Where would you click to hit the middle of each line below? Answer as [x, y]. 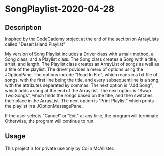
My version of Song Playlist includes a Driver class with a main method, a [79, 54]
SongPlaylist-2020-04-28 [60, 9]
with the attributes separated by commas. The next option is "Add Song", [79, 85]
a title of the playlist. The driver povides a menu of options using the [74, 69]
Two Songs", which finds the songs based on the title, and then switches [79, 95]
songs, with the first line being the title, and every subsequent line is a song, [82, 80]
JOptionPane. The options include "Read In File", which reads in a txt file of [81, 75]
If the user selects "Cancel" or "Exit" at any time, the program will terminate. [82, 116]
